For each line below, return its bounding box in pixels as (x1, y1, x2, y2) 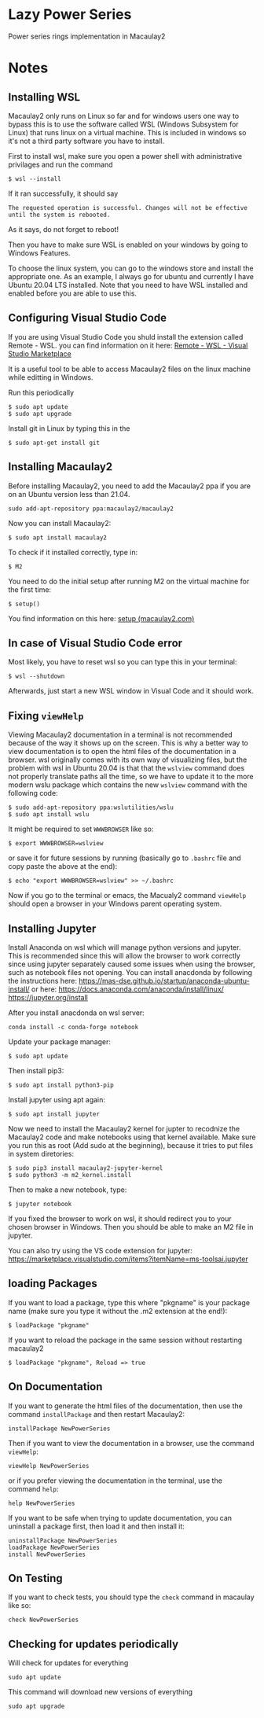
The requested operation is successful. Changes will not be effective (8, 204, 247, 212)
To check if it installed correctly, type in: (8, 547, 138, 557)
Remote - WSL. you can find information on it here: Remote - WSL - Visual (8, 340, 248, 350)
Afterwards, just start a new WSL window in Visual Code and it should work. (8, 686, 254, 696)
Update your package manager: (8, 1037, 112, 1047)
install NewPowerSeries (8, 1551, 86, 1558)
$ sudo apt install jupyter (8, 1110, 101, 1118)
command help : (8, 1484, 59, 1493)
